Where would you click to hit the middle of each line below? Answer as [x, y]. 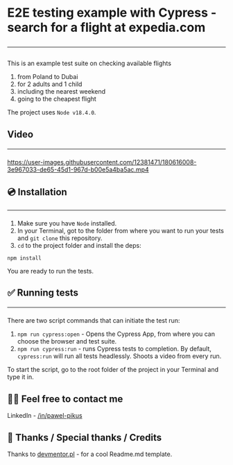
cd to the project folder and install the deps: [79, 245]
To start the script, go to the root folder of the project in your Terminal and [113, 370]
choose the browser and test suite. [67, 341]
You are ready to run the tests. [51, 271]
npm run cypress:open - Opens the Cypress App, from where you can [116, 334]
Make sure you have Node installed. [67, 223]
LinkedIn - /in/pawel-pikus [45, 416]
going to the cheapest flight [57, 99]
